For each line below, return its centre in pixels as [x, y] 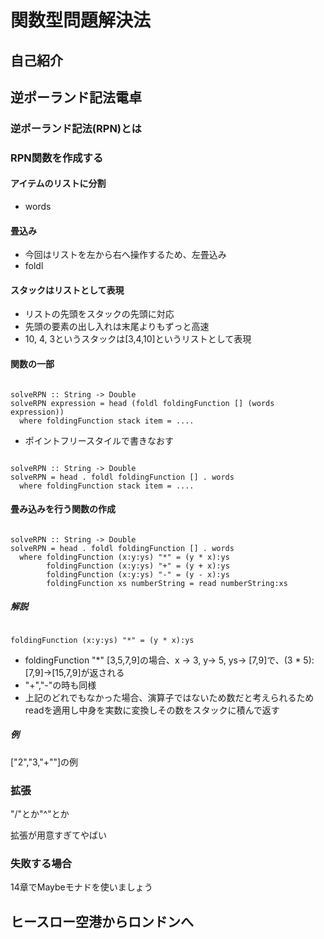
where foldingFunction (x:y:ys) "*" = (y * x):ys [124, 557]
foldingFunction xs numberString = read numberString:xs [167, 583]
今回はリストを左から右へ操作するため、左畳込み [125, 255]
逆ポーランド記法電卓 [76, 97]
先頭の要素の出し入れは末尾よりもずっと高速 [117, 327]
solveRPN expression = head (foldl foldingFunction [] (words [142, 403]
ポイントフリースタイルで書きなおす [99, 440]
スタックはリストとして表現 [67, 290]
